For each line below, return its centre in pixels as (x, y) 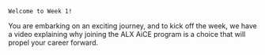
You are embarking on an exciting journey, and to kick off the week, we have (132, 26)
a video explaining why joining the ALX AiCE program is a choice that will (127, 34)
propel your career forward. (53, 42)
